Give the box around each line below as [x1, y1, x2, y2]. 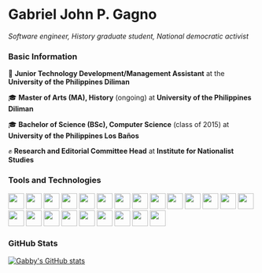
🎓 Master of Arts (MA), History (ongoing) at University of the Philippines [8, 93, 252, 103]
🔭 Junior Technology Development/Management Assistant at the [8, 69, 225, 78]
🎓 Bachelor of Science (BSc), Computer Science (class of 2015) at [8, 120, 230, 129]
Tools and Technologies [8, 175, 101, 186]
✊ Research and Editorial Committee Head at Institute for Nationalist [8, 147, 234, 156]
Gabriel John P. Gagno [8, 5, 157, 24]
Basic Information [8, 51, 78, 62]
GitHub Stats [8, 238, 58, 249]
